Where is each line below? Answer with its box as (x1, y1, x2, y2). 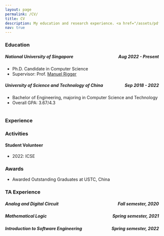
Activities (5, 130, 28, 137)
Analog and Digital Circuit (5, 201, 59, 207)
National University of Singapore (5, 53, 74, 59)
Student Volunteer (5, 142, 43, 148)
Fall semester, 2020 (118, 201, 159, 207)
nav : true (5, 25, 25, 30)
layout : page (5, 7, 32, 12)
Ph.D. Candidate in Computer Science (12, 66, 88, 72)
